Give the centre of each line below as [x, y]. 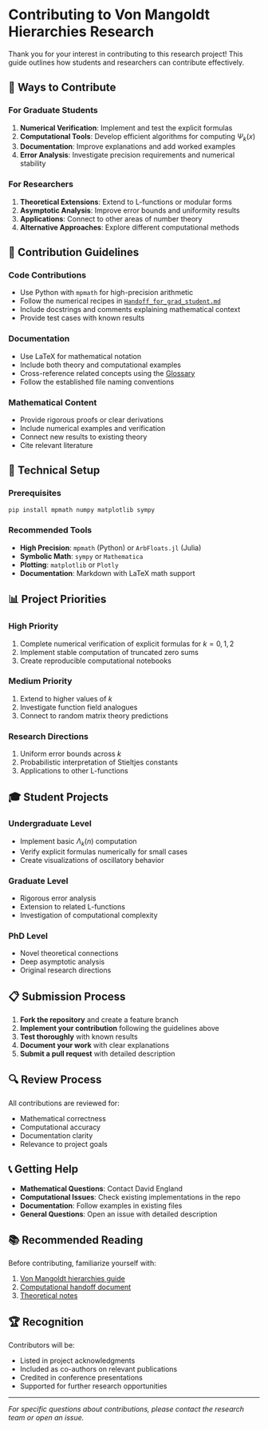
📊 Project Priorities [57, 599]
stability [33, 164]
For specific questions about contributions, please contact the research [126, 1409]
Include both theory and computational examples [100, 365]
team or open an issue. [46, 1418]
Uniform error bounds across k [71, 754]
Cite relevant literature [56, 445]
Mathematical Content [53, 402]
